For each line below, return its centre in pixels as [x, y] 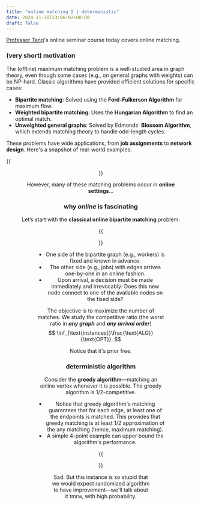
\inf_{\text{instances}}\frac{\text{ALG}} [105, 333]
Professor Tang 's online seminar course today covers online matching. [94, 40]
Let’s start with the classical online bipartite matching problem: [101, 219]
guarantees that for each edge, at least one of [105, 410]
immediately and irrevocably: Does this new [105, 286]
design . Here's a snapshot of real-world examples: [69, 149]
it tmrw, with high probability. [101, 496]
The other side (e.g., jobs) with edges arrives [105, 267]
